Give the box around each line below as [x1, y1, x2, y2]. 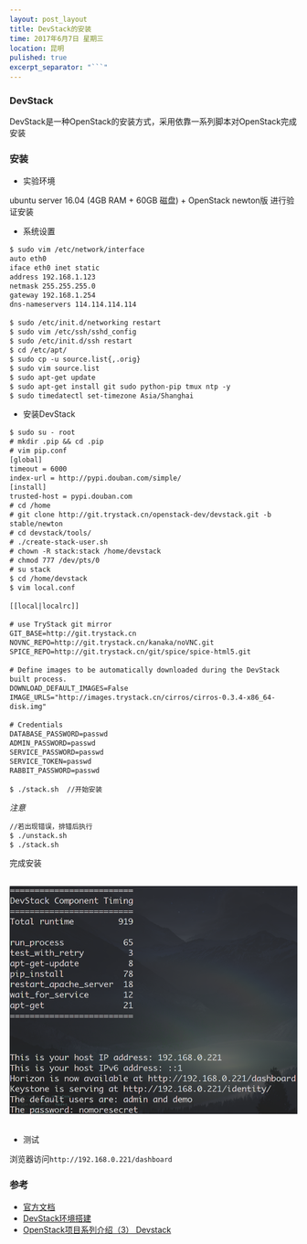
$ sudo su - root [9, 428, 76, 437]
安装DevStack [22, 408, 76, 420]
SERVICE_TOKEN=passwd [9, 757, 92, 766]
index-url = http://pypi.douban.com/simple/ [9, 473, 182, 483]
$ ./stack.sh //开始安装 [9, 784, 103, 794]
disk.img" [9, 702, 48, 711]
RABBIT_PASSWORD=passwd [9, 766, 101, 775]
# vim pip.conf [9, 446, 68, 455]
